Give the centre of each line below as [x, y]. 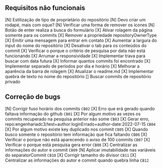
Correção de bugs [33, 97]
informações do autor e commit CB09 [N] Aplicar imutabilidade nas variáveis [81, 150]
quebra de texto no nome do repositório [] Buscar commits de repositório [78, 76]
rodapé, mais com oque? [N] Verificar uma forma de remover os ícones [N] [80, 25]
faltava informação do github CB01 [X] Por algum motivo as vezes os [73, 114]
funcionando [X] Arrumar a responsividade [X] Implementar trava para [75, 56]
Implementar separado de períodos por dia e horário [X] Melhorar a [72, 66]
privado [13, 82]
